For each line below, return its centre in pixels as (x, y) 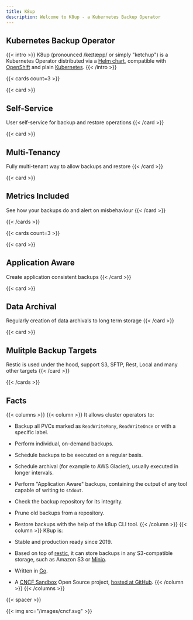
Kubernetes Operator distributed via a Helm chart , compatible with (86, 61)
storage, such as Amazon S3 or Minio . (61, 559)
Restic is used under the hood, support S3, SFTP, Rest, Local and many (92, 364)
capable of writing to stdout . (49, 490)
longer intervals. (34, 473)
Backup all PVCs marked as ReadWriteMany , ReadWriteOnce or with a (95, 426)
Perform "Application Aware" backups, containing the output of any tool (101, 484)
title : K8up (20, 11)
